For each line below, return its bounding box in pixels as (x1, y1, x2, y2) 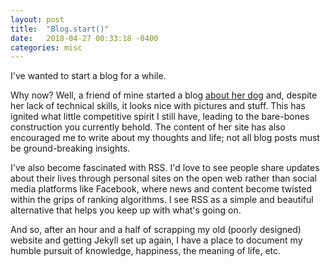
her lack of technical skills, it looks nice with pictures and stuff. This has (10, 100, 306, 112)
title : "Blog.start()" (10, 24, 110, 34)
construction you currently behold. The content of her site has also (10, 121, 286, 133)
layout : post (10, 14, 65, 25)
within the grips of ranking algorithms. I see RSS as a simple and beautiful (10, 194, 314, 206)
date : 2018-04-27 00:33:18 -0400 (10, 33, 159, 43)
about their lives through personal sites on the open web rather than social (10, 172, 317, 185)
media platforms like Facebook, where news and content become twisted (10, 183, 313, 195)
